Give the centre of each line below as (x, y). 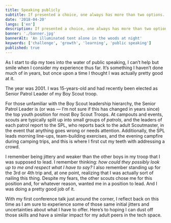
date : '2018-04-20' (26, 19)
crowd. (12, 147)
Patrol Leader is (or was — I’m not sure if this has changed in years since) (82, 109)
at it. (10, 78)
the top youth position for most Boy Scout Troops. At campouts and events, (84, 114)
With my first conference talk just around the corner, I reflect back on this (82, 199)
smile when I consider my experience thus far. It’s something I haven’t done (84, 68)
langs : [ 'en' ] (20, 24)
